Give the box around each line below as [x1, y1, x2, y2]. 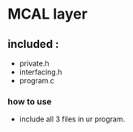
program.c [19, 76, 54, 85]
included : [7, 37, 59, 51]
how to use [7, 96, 52, 107]
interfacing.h [19, 67, 62, 77]
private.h [19, 58, 49, 68]
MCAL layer [7, 5, 88, 23]
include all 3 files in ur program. [19, 114, 126, 124]
